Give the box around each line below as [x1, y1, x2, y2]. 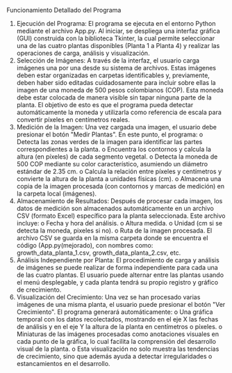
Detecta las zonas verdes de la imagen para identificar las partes [16, 138, 203, 145]
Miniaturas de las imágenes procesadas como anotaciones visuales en [16, 330, 219, 338]
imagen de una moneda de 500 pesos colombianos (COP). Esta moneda [16, 86, 224, 94]
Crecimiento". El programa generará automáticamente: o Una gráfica [16, 308, 213, 316]
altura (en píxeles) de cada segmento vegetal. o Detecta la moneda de [16, 152, 218, 161]
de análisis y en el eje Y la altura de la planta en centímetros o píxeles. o [16, 323, 223, 331]
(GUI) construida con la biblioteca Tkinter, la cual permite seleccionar [16, 34, 215, 42]
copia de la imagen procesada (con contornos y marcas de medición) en [16, 182, 225, 190]
